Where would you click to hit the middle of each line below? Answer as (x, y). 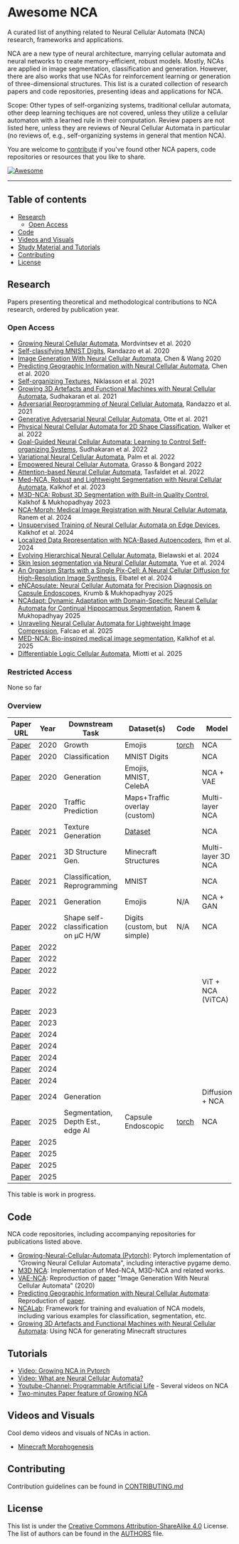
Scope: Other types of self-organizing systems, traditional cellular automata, (119, 105)
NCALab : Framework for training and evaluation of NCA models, (111, 1308)
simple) (137, 936)
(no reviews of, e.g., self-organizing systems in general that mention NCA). (117, 135)
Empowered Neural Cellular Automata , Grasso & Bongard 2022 (110, 464)
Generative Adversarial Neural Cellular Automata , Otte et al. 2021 (113, 419)
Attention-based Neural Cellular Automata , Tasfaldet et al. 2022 (111, 471)
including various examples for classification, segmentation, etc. (112, 1316)
